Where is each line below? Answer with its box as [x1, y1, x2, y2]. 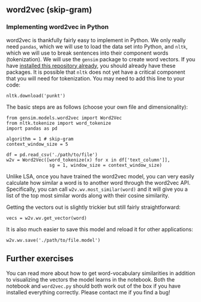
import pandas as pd [6, 125, 58, 131]
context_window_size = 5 [6, 141, 68, 147]
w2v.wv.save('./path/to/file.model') [6, 237, 101, 243]
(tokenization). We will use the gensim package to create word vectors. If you [6, 55, 196, 62]
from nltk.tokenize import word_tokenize [6, 120, 112, 126]
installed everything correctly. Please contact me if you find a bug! [6, 288, 170, 296]
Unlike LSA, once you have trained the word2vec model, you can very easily [6, 172, 194, 180]
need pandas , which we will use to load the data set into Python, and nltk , [6, 43, 188, 50]
